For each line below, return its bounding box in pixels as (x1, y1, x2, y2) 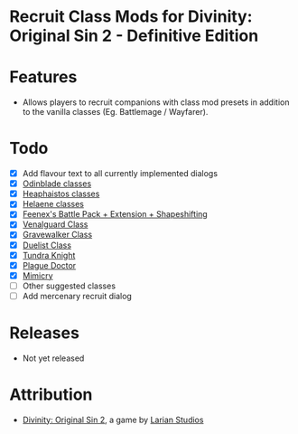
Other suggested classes (22, 280, 116, 291)
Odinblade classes (22, 178, 92, 189)
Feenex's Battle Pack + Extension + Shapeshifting (22, 209, 208, 220)
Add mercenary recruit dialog (22, 290, 133, 301)
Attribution (9, 384, 93, 404)
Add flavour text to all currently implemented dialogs (22, 168, 219, 179)
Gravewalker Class (22, 229, 93, 241)
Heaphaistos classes (22, 188, 100, 200)
